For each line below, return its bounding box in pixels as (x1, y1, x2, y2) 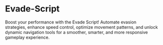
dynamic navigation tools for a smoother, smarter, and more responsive (5, 29, 148, 35)
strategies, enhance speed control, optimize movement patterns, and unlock (5, 24, 158, 30)
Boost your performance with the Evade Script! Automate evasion (5, 19, 137, 25)
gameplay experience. (5, 34, 50, 40)
